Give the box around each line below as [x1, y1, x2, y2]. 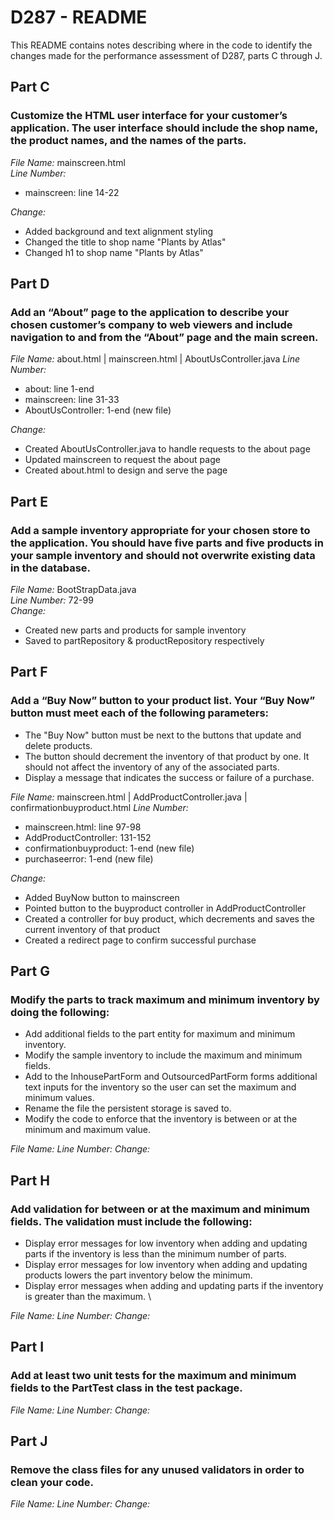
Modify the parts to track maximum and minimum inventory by [10, 993, 320, 1006]
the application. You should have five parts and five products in [10, 536, 324, 550]
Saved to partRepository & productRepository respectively [24, 635, 265, 646]
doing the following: [10, 1006, 110, 1019]
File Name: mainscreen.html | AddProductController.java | [10, 791, 248, 803]
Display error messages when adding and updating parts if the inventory [24, 1280, 324, 1292]
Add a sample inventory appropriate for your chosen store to [10, 523, 311, 537]
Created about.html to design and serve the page [24, 464, 228, 476]
